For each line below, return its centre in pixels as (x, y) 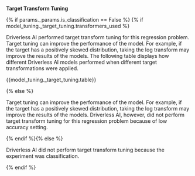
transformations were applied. (42, 68)
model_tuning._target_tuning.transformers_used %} (68, 26)
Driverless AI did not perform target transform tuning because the (85, 150)
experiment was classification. (43, 156)
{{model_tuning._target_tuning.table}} (51, 80)
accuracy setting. (27, 127)
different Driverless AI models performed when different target (81, 62)
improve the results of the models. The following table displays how (88, 56)
